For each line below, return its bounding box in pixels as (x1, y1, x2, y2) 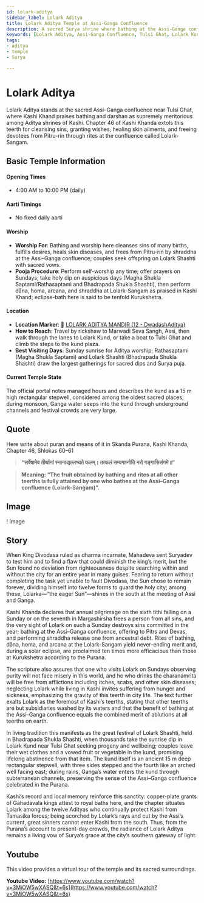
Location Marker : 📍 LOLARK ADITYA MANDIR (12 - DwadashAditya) (15, 320, 186, 328)
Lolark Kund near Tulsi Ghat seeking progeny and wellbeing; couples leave (6, 742, 193, 749)
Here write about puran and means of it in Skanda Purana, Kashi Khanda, (6, 440, 189, 448)
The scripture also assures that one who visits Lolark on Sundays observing (6, 665, 196, 673)
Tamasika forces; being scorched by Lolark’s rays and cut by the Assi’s (6, 812, 184, 820)
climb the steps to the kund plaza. (15, 340, 100, 347)
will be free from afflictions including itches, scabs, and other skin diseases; (6, 679, 196, 686)
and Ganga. (6, 597, 35, 604)
